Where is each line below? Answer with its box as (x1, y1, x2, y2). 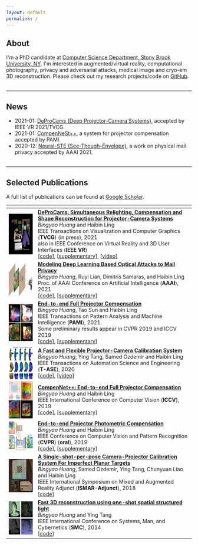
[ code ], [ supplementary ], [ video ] (38, 252, 118, 260)
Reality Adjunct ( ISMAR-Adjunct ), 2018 (38, 484, 136, 492)
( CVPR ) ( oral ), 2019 (38, 438, 88, 445)
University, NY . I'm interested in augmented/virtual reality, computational (6, 60, 183, 67)
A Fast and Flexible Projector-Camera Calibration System (38, 347, 183, 354)
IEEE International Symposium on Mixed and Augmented (38, 478, 174, 485)
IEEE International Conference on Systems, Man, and (38, 518, 166, 525)
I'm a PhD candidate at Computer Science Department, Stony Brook (6, 54, 171, 61)
